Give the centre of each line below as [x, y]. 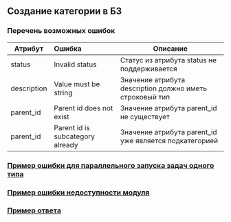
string [63, 92]
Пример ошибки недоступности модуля [78, 193]
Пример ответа [34, 210]
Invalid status [75, 64]
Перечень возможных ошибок [61, 31]
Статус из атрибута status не [168, 60]
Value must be [77, 84]
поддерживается [148, 69]
